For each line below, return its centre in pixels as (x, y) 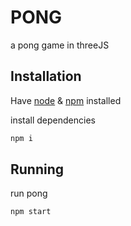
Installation (46, 76)
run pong (29, 193)
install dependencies (53, 120)
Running (37, 169)
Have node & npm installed (66, 100)
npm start (31, 212)
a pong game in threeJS (60, 45)
